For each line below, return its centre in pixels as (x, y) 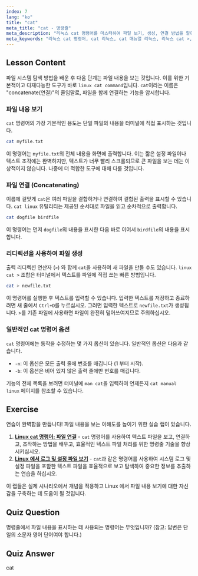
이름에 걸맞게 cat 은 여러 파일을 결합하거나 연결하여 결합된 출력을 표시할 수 (91, 199)
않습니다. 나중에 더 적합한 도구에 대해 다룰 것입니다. (85, 168)
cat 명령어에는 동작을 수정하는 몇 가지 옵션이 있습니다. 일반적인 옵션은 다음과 (94, 343)
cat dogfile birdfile (33, 218)
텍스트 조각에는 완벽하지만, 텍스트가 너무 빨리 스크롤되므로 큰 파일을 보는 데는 (95, 161)
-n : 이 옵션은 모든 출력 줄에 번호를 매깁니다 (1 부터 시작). (79, 363)
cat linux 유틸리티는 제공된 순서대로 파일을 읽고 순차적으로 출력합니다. (96, 206)
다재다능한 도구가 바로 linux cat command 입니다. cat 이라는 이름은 (102, 85)
